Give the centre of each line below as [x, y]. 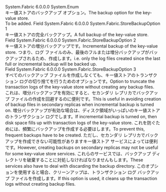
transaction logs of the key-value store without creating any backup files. [80, 87]
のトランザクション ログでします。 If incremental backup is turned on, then [81, 117]
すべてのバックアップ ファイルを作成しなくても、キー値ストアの [70, 75]
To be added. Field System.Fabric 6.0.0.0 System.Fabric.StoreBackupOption [83, 24]
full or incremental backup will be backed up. [51, 64]
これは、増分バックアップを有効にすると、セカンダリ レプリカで [71, 93]
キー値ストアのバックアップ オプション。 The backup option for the [74, 13]
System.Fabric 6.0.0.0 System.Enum [42, 7]
